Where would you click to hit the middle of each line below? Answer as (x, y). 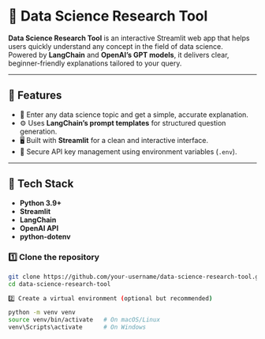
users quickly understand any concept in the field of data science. (116, 46)
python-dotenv (45, 236)
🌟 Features (35, 95)
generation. (38, 131)
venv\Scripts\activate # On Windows (77, 327)
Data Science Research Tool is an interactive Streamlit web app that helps (129, 38)
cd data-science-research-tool (60, 284)
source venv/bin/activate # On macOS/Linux (84, 320)
